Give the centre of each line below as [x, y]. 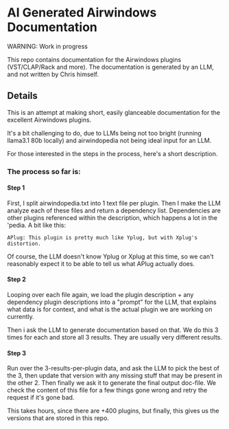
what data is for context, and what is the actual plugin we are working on [110, 309]
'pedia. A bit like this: [37, 225]
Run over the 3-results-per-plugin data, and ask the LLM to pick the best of [113, 368]
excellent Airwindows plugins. [49, 120]
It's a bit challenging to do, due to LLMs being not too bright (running [105, 133]
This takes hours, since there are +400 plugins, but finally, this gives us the [113, 411]
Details [22, 96]
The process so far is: [44, 171]
